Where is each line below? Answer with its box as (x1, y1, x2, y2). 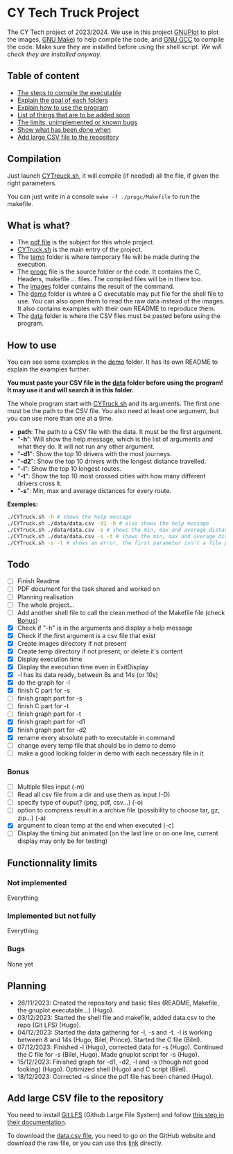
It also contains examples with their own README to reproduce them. (17, 304, 216, 313)
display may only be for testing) (17, 837, 108, 845)
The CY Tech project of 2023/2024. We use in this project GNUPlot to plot (7, 28, 219, 36)
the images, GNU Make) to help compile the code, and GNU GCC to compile (7, 35, 224, 43)
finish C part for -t (17, 702, 69, 710)
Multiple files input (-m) (17, 783, 85, 791)
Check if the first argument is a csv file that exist (17, 631, 156, 639)
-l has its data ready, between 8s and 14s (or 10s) (17, 671, 158, 679)
